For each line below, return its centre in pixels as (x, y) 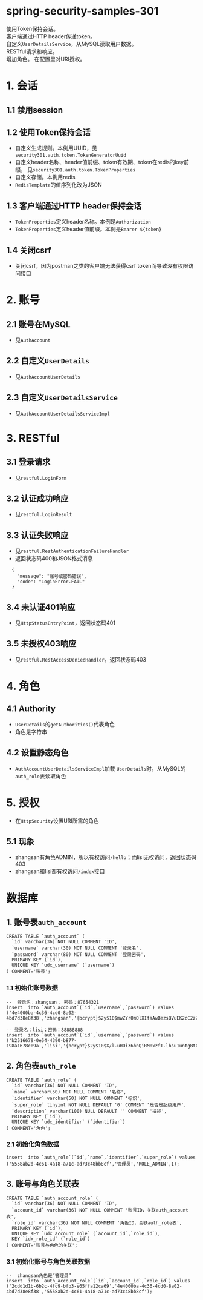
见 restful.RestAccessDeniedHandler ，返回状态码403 (81, 659)
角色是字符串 (31, 732)
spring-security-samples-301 (82, 11)
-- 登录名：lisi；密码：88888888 (45, 1030)
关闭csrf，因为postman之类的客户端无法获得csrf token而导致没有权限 (101, 265)
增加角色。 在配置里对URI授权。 (46, 59)
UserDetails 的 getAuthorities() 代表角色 (65, 724)
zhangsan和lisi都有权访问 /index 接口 (60, 871)
